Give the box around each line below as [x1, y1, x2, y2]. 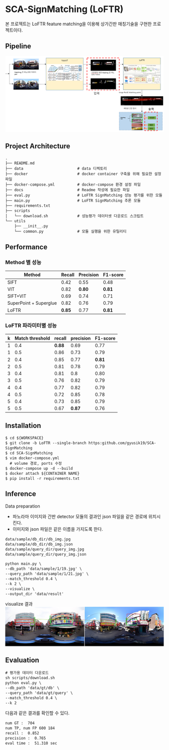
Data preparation [5, 503, 40, 509]
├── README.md [5, 161, 35, 166]
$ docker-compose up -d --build [5, 466, 73, 471]
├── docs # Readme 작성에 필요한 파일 [5, 188, 130, 193]
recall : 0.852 [5, 730, 39, 735]
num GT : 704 [5, 720, 35, 725]
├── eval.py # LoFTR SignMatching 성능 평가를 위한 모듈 [5, 193, 162, 198]
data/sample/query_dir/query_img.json [5, 552, 87, 557]
